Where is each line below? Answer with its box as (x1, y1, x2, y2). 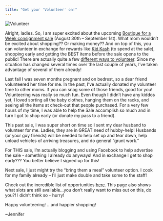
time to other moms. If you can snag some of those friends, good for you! (5, 86, 153, 92)
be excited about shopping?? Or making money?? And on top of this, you (5, 40, 151, 47)
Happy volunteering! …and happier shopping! (5, 201, 96, 207)
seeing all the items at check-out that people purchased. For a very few (5, 102, 149, 108)
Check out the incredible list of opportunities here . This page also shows (5, 182, 151, 188)
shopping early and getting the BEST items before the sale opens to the (5, 51, 149, 57)
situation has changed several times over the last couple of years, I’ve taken (5, 61, 158, 67)
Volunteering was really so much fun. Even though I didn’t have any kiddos (5, 92, 155, 98)
